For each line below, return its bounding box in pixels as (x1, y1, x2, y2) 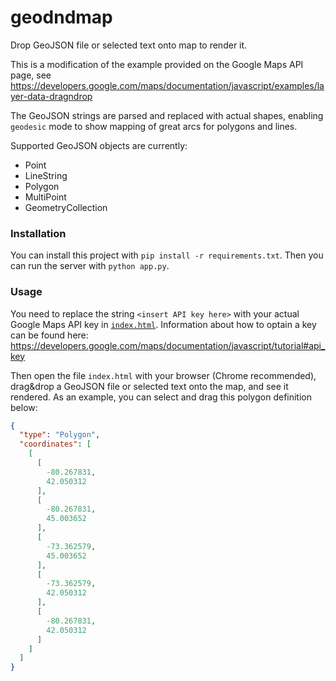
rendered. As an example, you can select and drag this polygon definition (10, 391, 313, 403)
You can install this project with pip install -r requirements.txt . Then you (10, 249, 324, 261)
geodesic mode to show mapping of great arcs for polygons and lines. (10, 120, 298, 132)
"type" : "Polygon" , (19, 430, 101, 440)
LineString (24, 169, 68, 181)
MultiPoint (24, 191, 67, 203)
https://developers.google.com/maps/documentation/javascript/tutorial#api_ (10, 339, 326, 351)
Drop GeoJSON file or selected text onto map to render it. (10, 39, 248, 51)
